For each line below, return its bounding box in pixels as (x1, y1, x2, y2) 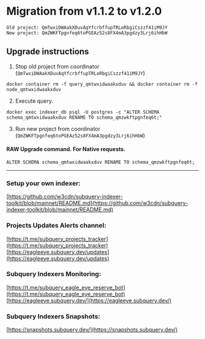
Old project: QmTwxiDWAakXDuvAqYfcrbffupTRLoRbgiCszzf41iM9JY (6, 24, 168, 31)
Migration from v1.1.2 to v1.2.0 (6, 4, 162, 18)
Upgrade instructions (6, 47, 90, 57)
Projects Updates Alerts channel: (6, 222, 107, 230)
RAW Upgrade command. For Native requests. (6, 146, 126, 153)
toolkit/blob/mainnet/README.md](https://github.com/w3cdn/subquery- (6, 199, 188, 207)
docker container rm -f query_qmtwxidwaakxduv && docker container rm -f (6, 81, 198, 87)
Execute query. (15, 97, 54, 105)
